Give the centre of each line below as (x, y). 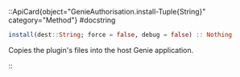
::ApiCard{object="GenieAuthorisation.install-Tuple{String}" (107, 12)
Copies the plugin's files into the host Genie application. (101, 50)
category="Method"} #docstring (62, 20)
